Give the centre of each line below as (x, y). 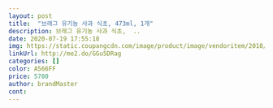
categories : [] (34, 62)
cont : (17, 91)
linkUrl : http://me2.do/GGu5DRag (65, 54)
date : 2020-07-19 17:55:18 (54, 39)
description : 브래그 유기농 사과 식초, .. (74, 31)
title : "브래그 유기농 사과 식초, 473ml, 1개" (81, 24)
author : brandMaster (43, 84)
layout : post (30, 16)
